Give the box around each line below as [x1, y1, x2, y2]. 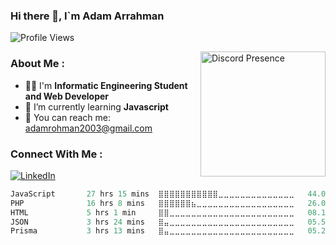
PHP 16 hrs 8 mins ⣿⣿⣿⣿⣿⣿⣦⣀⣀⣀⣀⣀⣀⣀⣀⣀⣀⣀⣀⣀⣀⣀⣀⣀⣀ [10, 198, 295, 208]
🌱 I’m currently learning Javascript [24, 100, 169, 113]
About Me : [10, 57, 65, 71]
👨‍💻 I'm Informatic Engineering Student [24, 79, 188, 91]
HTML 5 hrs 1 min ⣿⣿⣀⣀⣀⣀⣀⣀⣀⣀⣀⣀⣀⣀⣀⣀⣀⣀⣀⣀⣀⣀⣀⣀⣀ [10, 207, 295, 218]
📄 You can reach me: [24, 111, 112, 123]
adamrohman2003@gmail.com [24, 122, 153, 134]
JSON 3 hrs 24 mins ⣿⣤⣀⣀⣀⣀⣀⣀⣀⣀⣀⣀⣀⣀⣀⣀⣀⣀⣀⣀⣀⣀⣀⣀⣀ [10, 217, 295, 227]
